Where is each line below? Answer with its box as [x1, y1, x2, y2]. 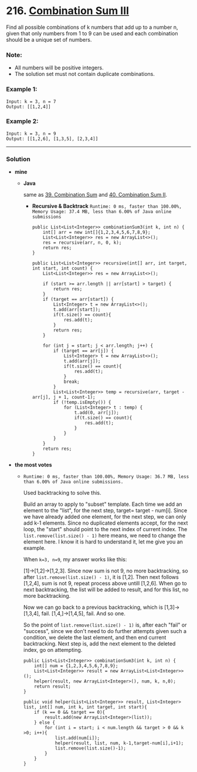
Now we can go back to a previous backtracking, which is [23, 604, 163, 611]
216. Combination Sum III [6, 4, 130, 18]
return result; [34, 684, 72, 690]
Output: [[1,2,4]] [6, 104, 51, 110]
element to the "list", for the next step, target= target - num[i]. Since [23, 507, 188, 514]
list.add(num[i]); [55, 735, 100, 741]
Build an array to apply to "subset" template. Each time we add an [23, 501, 183, 508]
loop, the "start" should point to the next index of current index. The [23, 526, 188, 533]
